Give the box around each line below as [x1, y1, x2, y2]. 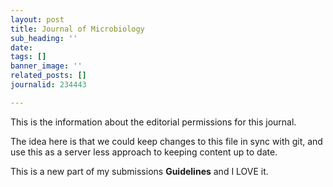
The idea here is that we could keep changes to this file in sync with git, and [10, 135, 323, 147]
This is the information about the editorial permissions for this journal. [10, 116, 297, 128]
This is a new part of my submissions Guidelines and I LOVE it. [10, 165, 269, 177]
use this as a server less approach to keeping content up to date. [10, 146, 278, 158]
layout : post [10, 14, 65, 25]
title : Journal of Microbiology [10, 24, 145, 34]
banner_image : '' [10, 61, 83, 71]
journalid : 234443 [10, 80, 87, 90]
